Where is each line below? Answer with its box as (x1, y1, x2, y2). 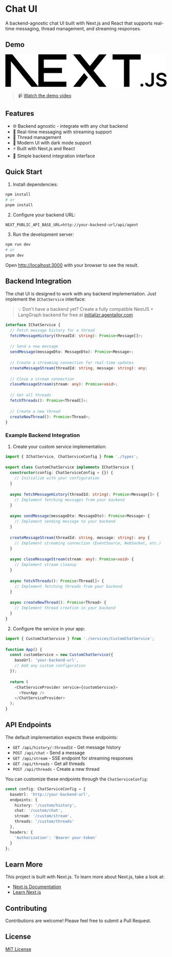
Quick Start (5, 168, 42, 176)
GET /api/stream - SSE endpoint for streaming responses (12, 755, 133, 761)
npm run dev (5, 242, 31, 247)
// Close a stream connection (10, 376, 74, 382)
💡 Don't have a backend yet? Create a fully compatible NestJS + (17, 306, 154, 312)
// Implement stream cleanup (14, 562, 77, 567)
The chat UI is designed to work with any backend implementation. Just (5, 290, 157, 296)
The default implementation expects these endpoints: (5, 734, 118, 740)
